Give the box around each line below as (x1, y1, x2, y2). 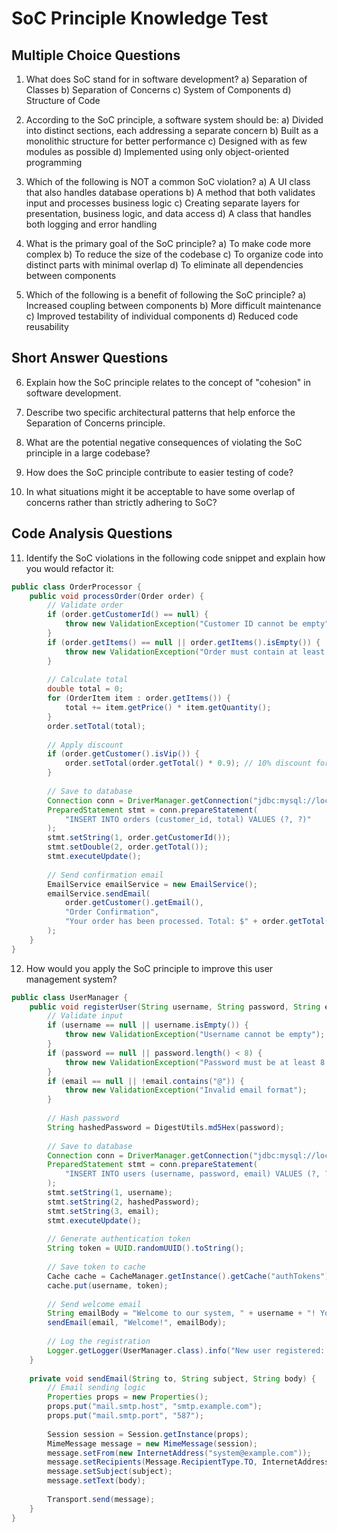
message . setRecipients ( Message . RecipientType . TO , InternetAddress (47, 1457, 330, 1467)
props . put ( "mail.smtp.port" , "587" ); (47, 1411, 204, 1421)
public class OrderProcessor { (11, 582, 142, 592)
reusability (25, 321, 69, 332)
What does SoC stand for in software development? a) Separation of (25, 73, 308, 85)
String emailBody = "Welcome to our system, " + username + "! (47, 1308, 316, 1319)
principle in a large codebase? (25, 447, 151, 459)
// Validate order (47, 600, 124, 611)
